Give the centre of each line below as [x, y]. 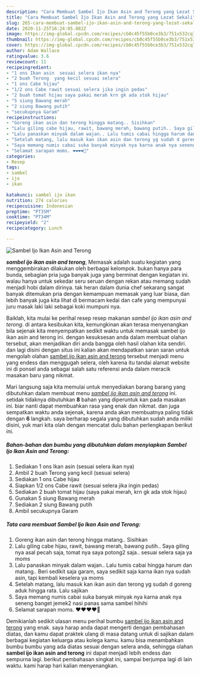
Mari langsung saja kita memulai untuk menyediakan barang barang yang [96, 387]
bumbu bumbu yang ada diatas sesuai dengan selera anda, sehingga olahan [100, 646]
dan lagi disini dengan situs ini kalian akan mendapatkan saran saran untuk [98, 350]
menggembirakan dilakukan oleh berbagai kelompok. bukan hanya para [94, 268]
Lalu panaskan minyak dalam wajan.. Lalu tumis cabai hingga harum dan [103, 565]
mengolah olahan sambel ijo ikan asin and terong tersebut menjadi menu [95, 356]
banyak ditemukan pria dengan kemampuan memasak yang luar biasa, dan [98, 294]
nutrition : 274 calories [37, 200]
